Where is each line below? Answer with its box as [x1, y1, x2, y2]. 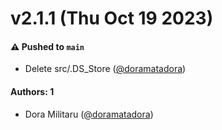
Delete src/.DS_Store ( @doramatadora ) [24, 63, 187, 75]
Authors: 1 [10, 85, 55, 97]
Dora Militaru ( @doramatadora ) [24, 108, 154, 120]
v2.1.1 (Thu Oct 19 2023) [10, 7, 214, 30]
